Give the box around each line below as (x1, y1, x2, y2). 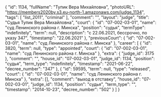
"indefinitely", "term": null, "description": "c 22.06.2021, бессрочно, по (5, 30, 147, 35)
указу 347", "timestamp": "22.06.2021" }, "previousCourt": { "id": (5, 35, 135, 41)
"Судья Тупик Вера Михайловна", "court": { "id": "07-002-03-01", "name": (5, 19, 157, 25)
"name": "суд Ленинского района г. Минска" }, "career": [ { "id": (20, 40, 152, 46)
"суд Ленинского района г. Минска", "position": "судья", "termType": (5, 25, 146, 31)
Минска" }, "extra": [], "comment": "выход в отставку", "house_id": (5, 76, 141, 82)
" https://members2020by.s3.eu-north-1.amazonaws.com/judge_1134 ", (5, 9, 145, 15)
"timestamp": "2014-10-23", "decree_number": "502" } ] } (5, 87, 120, 92)
